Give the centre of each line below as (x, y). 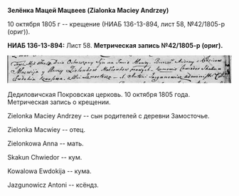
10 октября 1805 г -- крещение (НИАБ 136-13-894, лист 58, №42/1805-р (116, 24)
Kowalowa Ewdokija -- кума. (49, 171)
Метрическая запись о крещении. (59, 102)
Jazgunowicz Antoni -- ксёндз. (53, 185)
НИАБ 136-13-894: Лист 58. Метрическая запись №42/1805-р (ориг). (115, 45)
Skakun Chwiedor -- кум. (45, 157)
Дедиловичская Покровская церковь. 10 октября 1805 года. (99, 94)
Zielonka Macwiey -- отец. (46, 129)
